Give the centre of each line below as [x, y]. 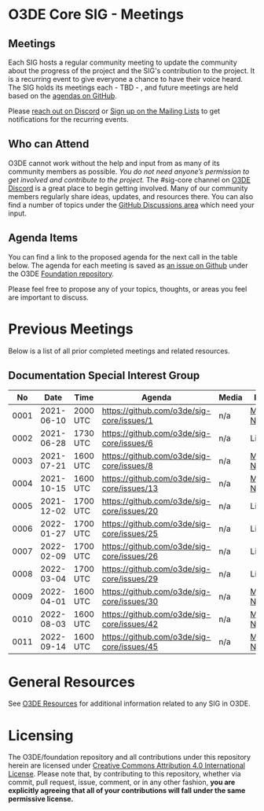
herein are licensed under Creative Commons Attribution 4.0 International [127, 765]
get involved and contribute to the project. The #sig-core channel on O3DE [130, 179]
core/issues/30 [130, 602]
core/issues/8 [127, 466]
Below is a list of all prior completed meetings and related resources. [119, 351]
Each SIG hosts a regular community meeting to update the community [123, 62]
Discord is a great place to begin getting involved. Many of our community [128, 188]
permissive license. [41, 799]
